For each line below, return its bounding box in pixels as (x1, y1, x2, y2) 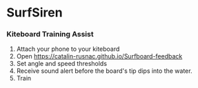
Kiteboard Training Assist (6, 30, 94, 39)
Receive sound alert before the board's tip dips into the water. (16, 67, 192, 75)
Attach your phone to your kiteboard (16, 45, 120, 53)
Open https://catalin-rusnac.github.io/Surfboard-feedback (16, 52, 183, 60)
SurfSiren (6, 5, 63, 21)
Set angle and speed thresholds (16, 60, 108, 68)
